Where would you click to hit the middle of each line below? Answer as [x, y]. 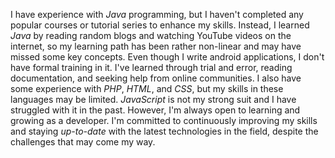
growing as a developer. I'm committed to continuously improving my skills [164, 120]
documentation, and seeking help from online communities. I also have [156, 78]
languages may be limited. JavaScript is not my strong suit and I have [153, 99]
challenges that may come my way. [83, 142]
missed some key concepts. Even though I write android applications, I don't [167, 57]
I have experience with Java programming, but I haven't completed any [157, 14]
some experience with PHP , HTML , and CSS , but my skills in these [147, 88]
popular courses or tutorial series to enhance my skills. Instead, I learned [160, 25]
